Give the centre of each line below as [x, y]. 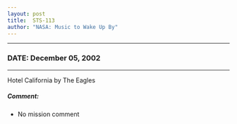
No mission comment [48, 114]
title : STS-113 [31, 20]
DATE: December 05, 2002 [54, 58]
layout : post [26, 14]
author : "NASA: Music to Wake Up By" [63, 27]
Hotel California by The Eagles [51, 80]
